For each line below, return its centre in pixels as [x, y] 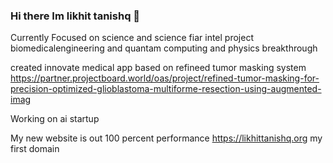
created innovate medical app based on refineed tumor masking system [158, 68]
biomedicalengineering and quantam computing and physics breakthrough [164, 48]
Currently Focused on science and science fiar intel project [132, 38]
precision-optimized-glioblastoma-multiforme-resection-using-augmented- [166, 89]
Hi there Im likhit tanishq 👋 [75, 16]
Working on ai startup [55, 119]
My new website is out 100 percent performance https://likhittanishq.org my [166, 138]
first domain [35, 149]
